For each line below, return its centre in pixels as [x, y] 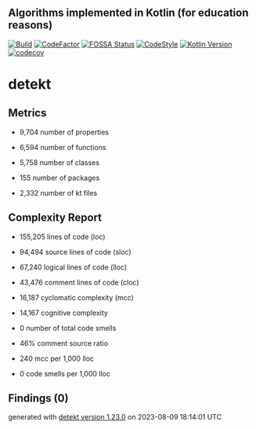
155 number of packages [59, 178]
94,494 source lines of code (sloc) [75, 251]
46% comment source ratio [63, 343]
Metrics [27, 113]
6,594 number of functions [63, 147]
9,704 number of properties [64, 132]
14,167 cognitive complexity [63, 313]
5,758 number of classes [59, 162]
